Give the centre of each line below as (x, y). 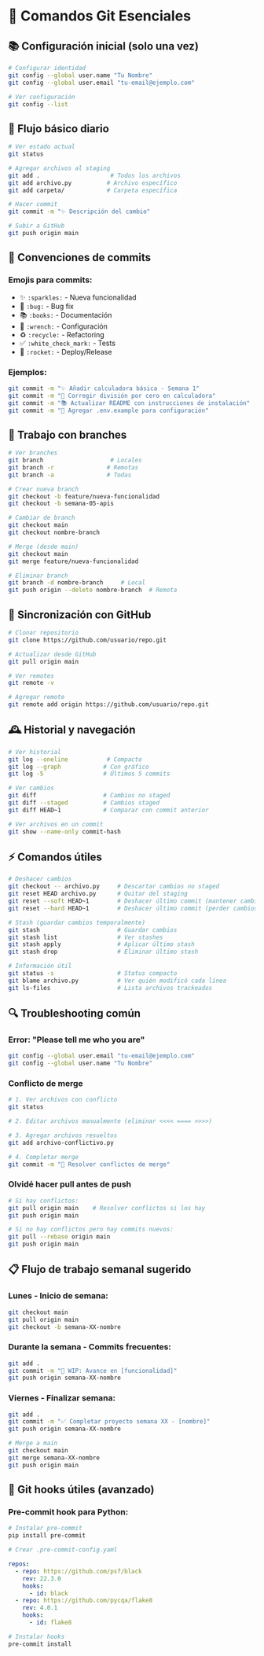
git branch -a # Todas (70, 475)
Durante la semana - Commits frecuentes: (90, 1347)
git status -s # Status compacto (93, 973)
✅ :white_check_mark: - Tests (68, 343)
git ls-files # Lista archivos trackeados (110, 988)
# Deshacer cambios (40, 879)
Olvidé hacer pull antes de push (70, 1184)
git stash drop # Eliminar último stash (103, 952)
